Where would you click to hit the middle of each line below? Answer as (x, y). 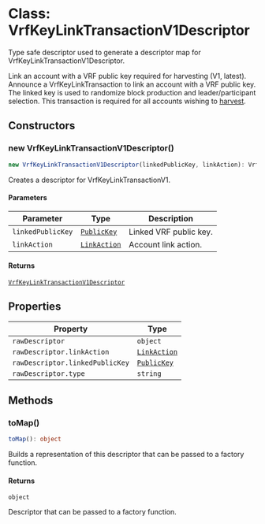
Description (171, 218)
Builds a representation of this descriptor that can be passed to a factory (126, 455)
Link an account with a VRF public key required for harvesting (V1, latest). (127, 76)
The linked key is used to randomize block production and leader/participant (132, 92)
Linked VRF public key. (171, 232)
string (149, 373)
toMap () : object (35, 439)
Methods (31, 401)
